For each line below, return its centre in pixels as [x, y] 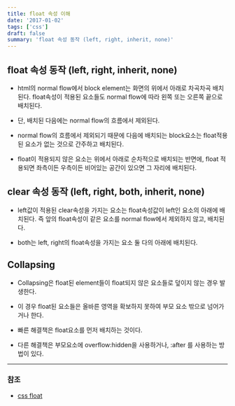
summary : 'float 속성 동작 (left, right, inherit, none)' [91, 40]
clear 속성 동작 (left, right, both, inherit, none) [106, 192]
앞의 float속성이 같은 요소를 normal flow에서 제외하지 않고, [126, 218]
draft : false [26, 33]
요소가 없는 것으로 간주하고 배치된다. [74, 143]
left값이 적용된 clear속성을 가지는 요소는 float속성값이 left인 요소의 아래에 [117, 210]
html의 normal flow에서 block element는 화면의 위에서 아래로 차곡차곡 [114, 87]
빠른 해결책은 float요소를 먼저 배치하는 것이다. [80, 330]
